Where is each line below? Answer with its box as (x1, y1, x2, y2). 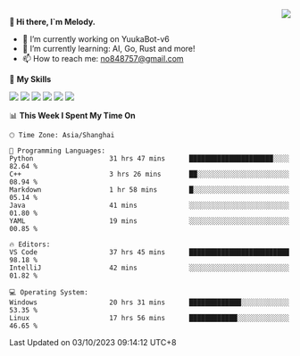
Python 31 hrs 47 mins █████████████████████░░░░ (9, 154, 290, 163)
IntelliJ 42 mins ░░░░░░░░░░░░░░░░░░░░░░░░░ (9, 263, 290, 272)
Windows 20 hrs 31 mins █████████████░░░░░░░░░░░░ (9, 298, 290, 307)
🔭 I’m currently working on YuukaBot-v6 (21, 34, 170, 44)
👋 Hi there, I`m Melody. (9, 17, 96, 27)
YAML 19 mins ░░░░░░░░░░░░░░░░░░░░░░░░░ (9, 217, 290, 226)
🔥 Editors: (9, 240, 51, 249)
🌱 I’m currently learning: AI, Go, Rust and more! (21, 44, 196, 54)
